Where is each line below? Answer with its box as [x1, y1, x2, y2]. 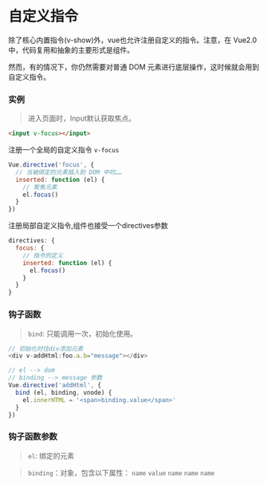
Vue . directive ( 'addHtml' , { [8, 381, 102, 389]
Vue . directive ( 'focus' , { [8, 161, 94, 169]
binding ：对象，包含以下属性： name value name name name [27, 467, 215, 477]
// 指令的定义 [22, 251, 64, 259]
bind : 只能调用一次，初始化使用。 [27, 329, 138, 338]
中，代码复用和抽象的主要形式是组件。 [8, 45, 134, 54]
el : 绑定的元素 [27, 451, 75, 460]
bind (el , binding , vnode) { [15, 388, 112, 396]
